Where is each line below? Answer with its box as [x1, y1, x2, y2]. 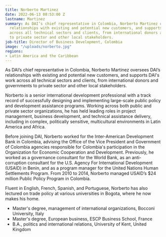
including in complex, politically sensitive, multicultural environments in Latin [5, 118, 161, 124]
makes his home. [5, 196, 40, 202]
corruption [5, 160, 27, 166]
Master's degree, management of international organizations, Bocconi [12, 205, 155, 211]
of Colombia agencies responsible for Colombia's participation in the [5, 144, 145, 150]
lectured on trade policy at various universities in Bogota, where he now [5, 190, 152, 196]
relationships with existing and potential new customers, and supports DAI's [5, 72, 160, 78]
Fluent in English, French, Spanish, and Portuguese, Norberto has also [5, 185, 148, 191]
